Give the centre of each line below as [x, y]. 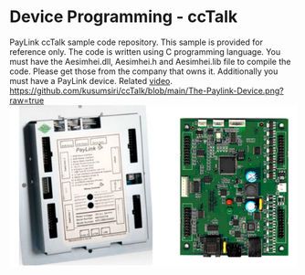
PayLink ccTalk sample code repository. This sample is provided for [136, 42]
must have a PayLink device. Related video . [91, 80]
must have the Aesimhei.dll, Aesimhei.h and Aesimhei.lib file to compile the [150, 61]
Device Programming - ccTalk [124, 17]
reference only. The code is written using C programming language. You [145, 51]
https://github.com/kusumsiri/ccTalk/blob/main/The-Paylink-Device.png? [147, 90]
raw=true [27, 100]
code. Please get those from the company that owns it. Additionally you [144, 71]
